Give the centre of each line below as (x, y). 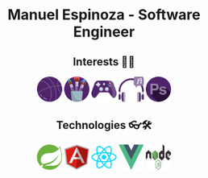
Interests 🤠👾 (104, 62)
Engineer (104, 32)
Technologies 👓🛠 (104, 125)
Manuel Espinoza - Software (104, 15)
